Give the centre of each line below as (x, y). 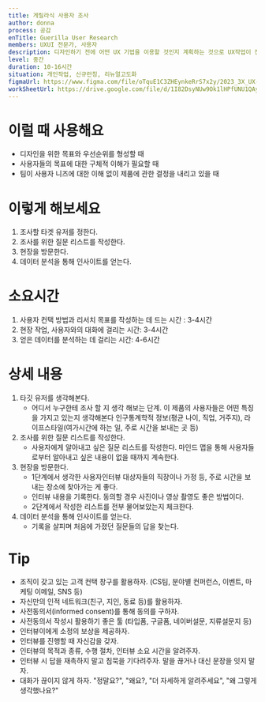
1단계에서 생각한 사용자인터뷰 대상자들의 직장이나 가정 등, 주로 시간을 (137, 477)
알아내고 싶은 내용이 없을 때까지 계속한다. (116, 457)
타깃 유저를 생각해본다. (54, 398)
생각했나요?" (39, 691)
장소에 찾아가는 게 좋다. (82, 487)
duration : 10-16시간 (40, 67)
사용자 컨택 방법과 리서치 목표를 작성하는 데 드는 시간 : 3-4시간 (116, 320)
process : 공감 (30, 30)
